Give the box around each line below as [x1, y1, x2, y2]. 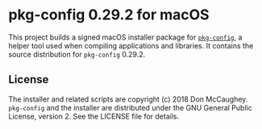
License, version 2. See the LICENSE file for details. [8, 111, 180, 121]
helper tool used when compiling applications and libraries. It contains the [8, 40, 254, 50]
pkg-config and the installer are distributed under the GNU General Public [8, 102, 252, 112]
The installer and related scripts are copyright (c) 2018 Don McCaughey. [8, 94, 248, 104]
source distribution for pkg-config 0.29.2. [8, 49, 146, 59]
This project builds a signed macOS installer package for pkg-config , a [8, 32, 243, 42]
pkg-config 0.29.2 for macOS [8, 6, 210, 24]
